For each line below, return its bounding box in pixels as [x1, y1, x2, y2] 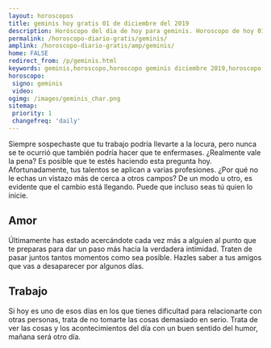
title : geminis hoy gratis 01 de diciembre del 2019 [8, 19, 190, 27]
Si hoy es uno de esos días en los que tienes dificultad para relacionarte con [8, 306, 262, 316]
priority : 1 [11, 110, 52, 118]
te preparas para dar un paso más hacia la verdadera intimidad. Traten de [8, 244, 252, 254]
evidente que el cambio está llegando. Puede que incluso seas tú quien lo [8, 182, 253, 191]
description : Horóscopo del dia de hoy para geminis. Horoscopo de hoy [8, 27, 254, 35]
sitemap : [8, 102, 38, 110]
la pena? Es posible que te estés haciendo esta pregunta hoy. [8, 156, 212, 166]
